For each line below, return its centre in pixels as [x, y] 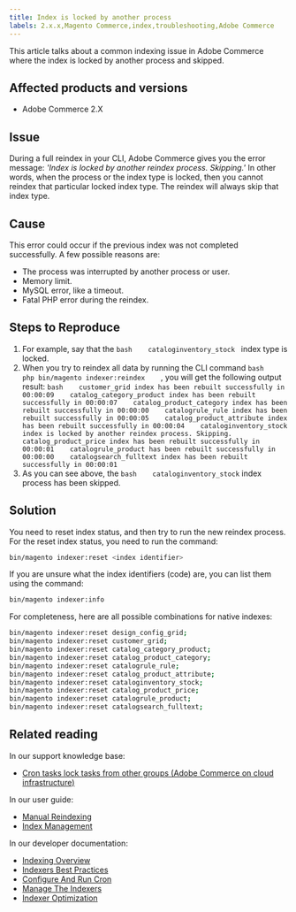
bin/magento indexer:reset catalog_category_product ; [110, 650]
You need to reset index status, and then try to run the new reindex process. [148, 532]
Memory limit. [47, 280]
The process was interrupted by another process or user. [126, 272]
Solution [33, 511]
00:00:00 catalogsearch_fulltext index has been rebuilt [135, 456]
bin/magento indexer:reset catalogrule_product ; [100, 699]
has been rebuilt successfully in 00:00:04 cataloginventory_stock [155, 425]
